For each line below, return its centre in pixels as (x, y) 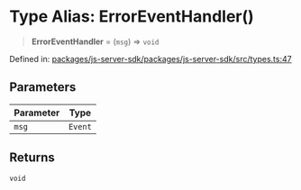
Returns (32, 158)
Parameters (43, 87)
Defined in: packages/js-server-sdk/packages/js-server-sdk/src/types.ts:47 (150, 59)
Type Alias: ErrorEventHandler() (132, 17)
